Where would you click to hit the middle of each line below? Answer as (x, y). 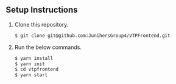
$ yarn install (34, 58)
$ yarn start (31, 75)
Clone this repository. (41, 24)
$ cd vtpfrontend (37, 69)
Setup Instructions (42, 10)
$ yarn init (30, 64)
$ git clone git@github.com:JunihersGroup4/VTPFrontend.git (92, 36)
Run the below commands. (48, 47)
